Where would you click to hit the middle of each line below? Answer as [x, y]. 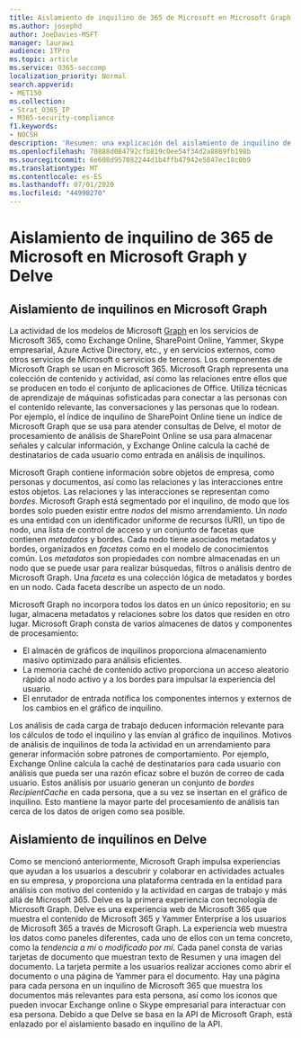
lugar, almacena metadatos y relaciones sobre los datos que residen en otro [150, 614]
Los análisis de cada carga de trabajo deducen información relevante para [147, 725]
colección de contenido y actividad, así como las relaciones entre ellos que [148, 378]
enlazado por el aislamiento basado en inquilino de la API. [116, 1024]
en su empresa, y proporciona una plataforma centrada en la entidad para [146, 880]
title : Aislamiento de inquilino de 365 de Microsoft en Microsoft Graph [150, 18]
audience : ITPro [40, 51]
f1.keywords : [34, 127]
